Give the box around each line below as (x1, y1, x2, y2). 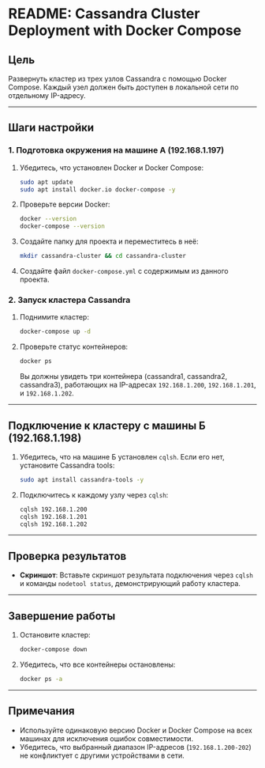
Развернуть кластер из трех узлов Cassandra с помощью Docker (8, 74, 227, 83)
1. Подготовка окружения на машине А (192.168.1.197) (8, 145, 225, 156)
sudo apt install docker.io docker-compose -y (19, 185, 176, 194)
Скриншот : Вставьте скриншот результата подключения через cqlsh (19, 570, 254, 580)
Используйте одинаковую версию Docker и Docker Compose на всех (19, 725, 252, 735)
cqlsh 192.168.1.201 (19, 513, 88, 520)
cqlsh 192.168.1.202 (19, 520, 88, 528)
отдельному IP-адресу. (8, 91, 86, 100)
